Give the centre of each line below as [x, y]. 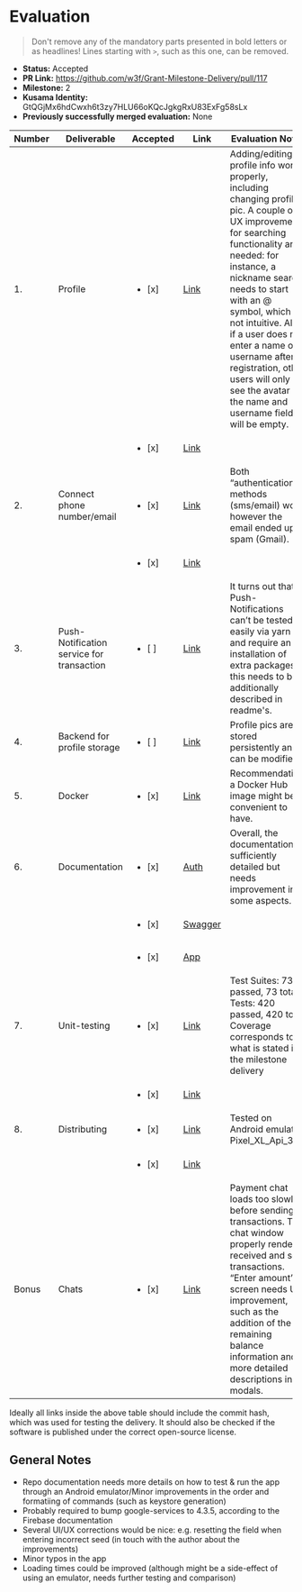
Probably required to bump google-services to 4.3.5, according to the [151, 1510]
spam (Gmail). [259, 539]
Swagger [202, 923]
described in [256, 698]
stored [244, 736]
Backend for [84, 736]
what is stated [259, 1048]
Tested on [251, 1117]
